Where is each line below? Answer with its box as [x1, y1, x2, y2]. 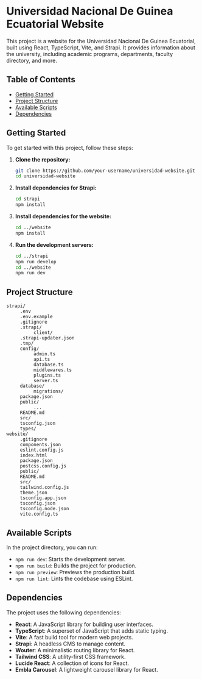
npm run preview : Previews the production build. [15, 568, 136, 575]
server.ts [33, 378, 59, 384]
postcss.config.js [19, 463, 67, 469]
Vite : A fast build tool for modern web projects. [15, 633, 134, 641]
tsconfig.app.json [19, 495, 67, 501]
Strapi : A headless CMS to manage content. [15, 640, 126, 647]
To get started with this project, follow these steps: [6, 144, 134, 151]
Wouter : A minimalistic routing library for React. [15, 646, 135, 653]
